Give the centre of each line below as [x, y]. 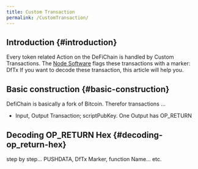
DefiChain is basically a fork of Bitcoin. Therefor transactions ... [86, 104]
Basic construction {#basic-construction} [88, 89]
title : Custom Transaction [41, 12]
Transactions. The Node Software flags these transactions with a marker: [98, 63]
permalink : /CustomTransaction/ [47, 18]
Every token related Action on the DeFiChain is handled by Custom [90, 57]
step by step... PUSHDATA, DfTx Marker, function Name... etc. [84, 159]
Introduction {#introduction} [62, 42]
